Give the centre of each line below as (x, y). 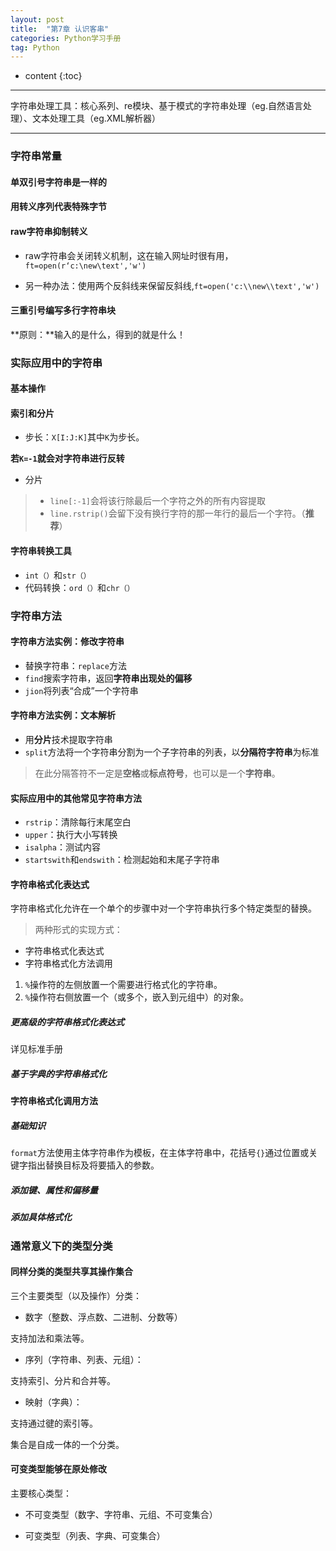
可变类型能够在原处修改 (58, 1469)
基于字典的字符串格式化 (58, 1073)
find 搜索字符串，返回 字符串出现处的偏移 (108, 678)
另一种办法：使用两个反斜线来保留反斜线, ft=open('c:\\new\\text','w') (172, 285)
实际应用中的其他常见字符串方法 (76, 798)
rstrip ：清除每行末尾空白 (78, 822)
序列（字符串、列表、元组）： (84, 1359)
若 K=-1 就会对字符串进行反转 (67, 458)
